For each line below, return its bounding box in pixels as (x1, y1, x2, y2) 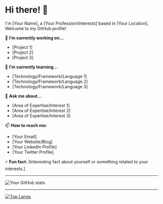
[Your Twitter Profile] (12, 149, 54, 155)
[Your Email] (12, 133, 37, 140)
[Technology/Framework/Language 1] (12, 73, 87, 79)
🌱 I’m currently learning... (5, 64, 58, 70)
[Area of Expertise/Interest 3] (12, 112, 71, 118)
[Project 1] (12, 44, 33, 50)
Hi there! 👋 (5, 4, 49, 16)
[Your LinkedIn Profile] (12, 144, 57, 150)
